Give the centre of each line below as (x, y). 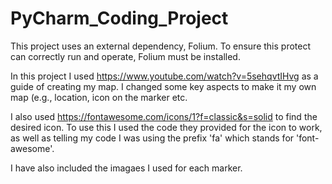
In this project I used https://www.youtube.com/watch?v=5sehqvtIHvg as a (164, 76)
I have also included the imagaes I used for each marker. (126, 168)
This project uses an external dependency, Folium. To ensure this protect (161, 46)
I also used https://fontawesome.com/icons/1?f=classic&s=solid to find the (164, 116)
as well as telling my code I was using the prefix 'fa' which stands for (152, 138)
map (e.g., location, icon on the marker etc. (99, 97)
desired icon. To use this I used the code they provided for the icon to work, (166, 127)
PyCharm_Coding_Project (119, 18)
